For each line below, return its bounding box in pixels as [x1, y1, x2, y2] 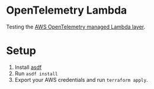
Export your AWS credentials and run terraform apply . [14, 76, 148, 83]
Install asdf [14, 63, 42, 71]
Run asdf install [14, 69, 58, 77]
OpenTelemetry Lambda [6, 4, 127, 17]
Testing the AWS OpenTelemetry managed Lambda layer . [6, 23, 146, 30]
